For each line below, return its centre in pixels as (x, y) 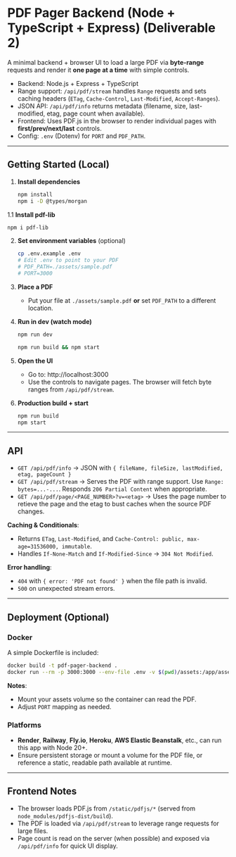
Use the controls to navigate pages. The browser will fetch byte (120, 382)
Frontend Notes (42, 791)
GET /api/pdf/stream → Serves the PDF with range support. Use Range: (120, 482)
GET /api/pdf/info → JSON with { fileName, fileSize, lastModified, (120, 468)
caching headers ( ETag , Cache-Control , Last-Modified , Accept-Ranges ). (119, 98)
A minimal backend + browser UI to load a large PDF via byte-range (106, 62)
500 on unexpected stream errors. (66, 589)
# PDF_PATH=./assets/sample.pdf (65, 267)
